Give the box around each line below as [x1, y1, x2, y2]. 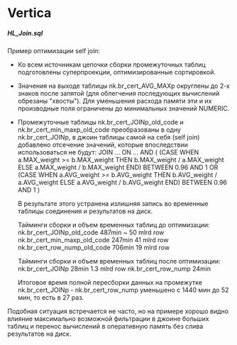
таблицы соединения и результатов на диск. [17, 207, 153, 215]
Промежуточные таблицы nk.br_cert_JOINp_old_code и [17, 118, 184, 127]
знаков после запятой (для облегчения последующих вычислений [17, 89, 220, 98]
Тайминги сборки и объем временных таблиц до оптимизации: [17, 221, 211, 230]
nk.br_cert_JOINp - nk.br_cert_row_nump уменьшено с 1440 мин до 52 [17, 285, 229, 295]
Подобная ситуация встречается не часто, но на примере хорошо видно [7, 307, 229, 316]
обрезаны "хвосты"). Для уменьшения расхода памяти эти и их [17, 97, 212, 106]
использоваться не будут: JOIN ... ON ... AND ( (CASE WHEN [17, 148, 199, 157]
